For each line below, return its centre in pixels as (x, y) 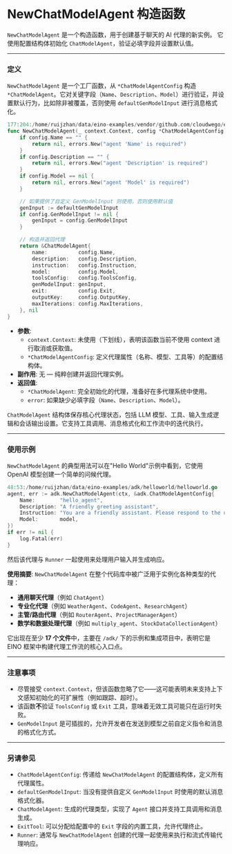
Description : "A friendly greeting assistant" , (89, 506)
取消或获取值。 (55, 348)
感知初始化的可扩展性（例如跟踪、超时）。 (82, 697)
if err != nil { (30, 533)
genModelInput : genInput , (69, 285)
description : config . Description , (85, 259)
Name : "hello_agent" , (61, 500)
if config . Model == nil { (57, 176)
